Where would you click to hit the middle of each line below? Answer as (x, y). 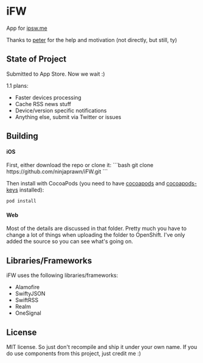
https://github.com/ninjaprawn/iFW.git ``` (57, 171)
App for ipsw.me (27, 28)
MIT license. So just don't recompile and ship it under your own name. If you (102, 347)
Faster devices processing (48, 97)
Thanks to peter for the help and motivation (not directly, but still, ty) (92, 40)
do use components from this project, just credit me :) (74, 354)
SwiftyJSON (30, 293)
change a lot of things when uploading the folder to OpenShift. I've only (96, 235)
